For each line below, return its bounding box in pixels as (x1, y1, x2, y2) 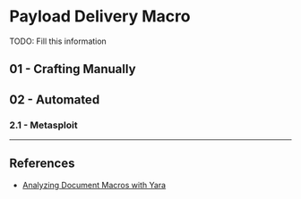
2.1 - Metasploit (9, 119, 78, 131)
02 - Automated (9, 92, 100, 107)
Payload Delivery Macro (9, 6, 191, 27)
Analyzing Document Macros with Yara (21, 179, 167, 190)
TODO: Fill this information (9, 36, 107, 46)
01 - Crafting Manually (9, 62, 136, 77)
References (9, 156, 75, 171)
